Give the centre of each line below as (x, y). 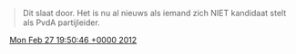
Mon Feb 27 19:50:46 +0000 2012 (73, 40)
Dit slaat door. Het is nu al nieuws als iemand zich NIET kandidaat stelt (154, 13)
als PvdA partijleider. (61, 22)
